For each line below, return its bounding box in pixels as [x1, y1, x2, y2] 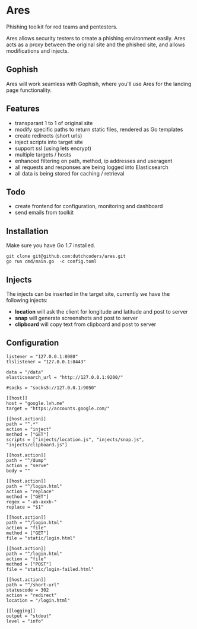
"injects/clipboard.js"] [6, 442, 68, 448]
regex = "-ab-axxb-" [6, 499, 58, 505]
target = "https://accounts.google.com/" [6, 406, 110, 411]
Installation [6, 226, 49, 236]
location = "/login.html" [6, 597, 70, 604]
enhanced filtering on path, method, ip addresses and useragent [14, 157, 173, 164]
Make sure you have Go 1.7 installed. [6, 242, 96, 249]
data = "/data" [6, 369, 44, 375]
